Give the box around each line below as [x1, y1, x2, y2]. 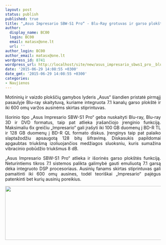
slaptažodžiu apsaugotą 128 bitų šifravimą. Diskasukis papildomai [5, 135, 161, 141]
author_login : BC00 [5, 48, 45, 53]
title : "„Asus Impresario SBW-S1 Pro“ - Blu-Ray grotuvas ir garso [5, 21, 147, 26]
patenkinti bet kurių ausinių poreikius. [5, 176, 82, 182]
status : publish [5, 12, 39, 17]
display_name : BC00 [9, 30, 50, 35]
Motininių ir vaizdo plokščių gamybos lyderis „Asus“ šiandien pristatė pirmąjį [5, 94, 161, 100]
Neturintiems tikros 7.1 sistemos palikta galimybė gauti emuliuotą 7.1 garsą [5, 160, 161, 166]
